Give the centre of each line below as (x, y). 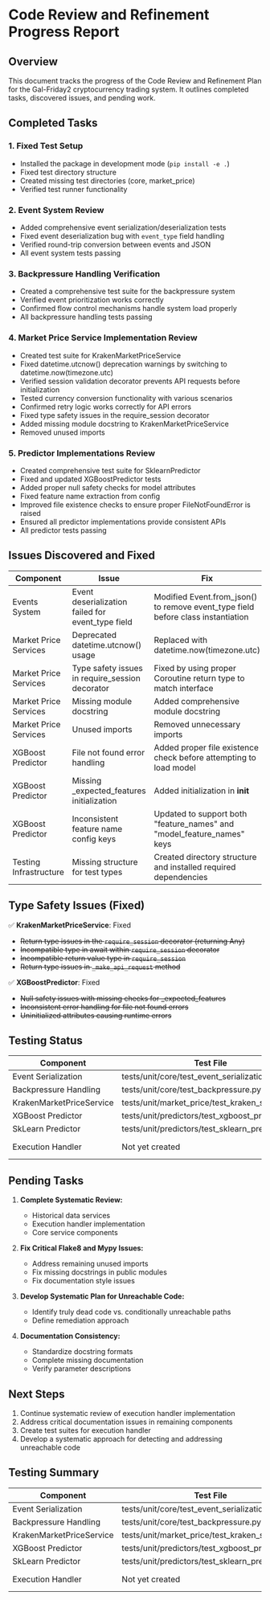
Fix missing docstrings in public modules (99, 1272)
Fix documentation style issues (83, 1281)
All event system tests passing (70, 253)
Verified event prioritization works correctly (92, 300)
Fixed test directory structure (68, 172)
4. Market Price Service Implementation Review (103, 338)
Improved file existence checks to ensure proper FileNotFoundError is (135, 505)
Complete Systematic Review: (71, 1200)
